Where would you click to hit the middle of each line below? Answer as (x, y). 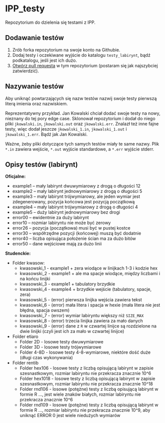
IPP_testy (25, 9)
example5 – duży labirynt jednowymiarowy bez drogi (66, 212)
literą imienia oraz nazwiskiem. (36, 103)
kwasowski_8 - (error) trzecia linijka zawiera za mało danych (81, 321)
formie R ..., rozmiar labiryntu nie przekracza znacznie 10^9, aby (85, 410)
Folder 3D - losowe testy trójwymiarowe (60, 347)
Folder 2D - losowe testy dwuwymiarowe (61, 342)
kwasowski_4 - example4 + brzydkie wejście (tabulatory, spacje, (86, 289)
